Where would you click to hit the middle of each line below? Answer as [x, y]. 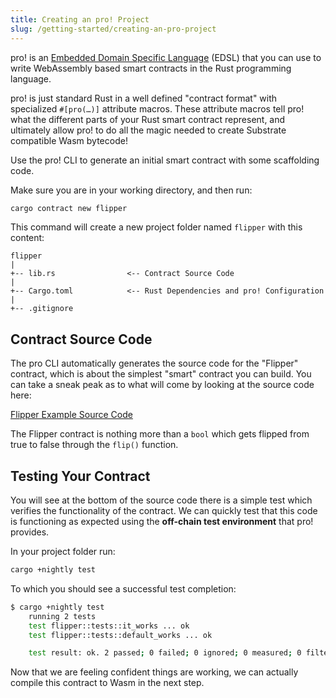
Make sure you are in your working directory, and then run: [131, 190]
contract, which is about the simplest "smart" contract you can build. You [161, 374]
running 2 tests [62, 616]
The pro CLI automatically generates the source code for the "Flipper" [154, 363]
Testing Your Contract [80, 476]
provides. [30, 532]
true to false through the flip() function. [94, 445]
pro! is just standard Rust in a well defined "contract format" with [144, 98]
